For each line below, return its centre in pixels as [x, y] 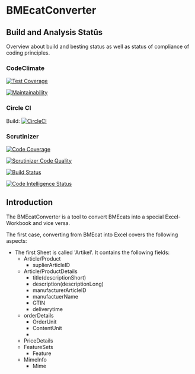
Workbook [19, 223]
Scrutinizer [23, 136]
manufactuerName [55, 296]
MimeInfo [35, 359]
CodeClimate [25, 68]
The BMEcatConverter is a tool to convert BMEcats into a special [85, 217]
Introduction [30, 202]
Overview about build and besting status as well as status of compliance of [98, 46]
